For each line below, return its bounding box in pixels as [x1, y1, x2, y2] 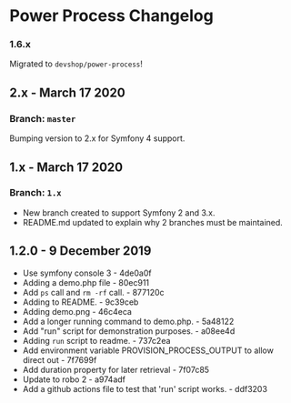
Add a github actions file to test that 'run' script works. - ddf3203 [22, 383, 268, 394]
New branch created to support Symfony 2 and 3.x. [22, 207, 216, 218]
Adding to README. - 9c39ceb [22, 297, 139, 307]
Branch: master [9, 112, 76, 125]
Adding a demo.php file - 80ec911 [22, 277, 150, 287]
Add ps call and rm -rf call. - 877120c [22, 287, 166, 297]
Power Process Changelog [9, 5, 214, 26]
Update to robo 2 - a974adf [22, 374, 125, 385]
